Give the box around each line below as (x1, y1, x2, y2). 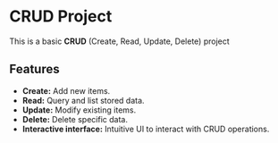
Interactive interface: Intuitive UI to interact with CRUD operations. (21, 123, 270, 134)
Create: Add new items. (21, 85, 111, 96)
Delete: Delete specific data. (21, 114, 128, 124)
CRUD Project (9, 6, 113, 27)
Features (9, 62, 60, 77)
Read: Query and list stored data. (21, 95, 145, 105)
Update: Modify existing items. (21, 105, 137, 115)
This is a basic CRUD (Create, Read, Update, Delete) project (9, 36, 230, 46)
